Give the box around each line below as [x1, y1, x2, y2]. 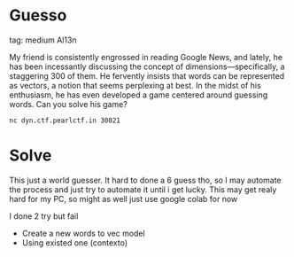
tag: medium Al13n [9, 35, 77, 45]
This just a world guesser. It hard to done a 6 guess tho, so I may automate [9, 175, 282, 185]
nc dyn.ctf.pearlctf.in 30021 [9, 116, 121, 125]
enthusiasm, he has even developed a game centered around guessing [9, 90, 268, 100]
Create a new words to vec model [21, 228, 145, 238]
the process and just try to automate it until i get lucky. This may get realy [9, 183, 277, 195]
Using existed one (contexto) [21, 237, 128, 248]
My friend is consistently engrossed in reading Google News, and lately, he [9, 51, 283, 62]
